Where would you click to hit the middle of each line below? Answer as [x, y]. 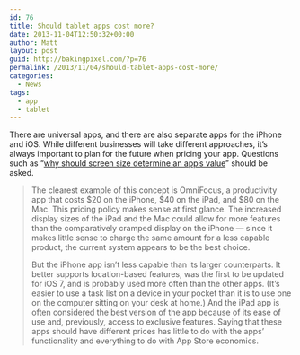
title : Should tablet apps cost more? [82, 26]
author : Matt [34, 43]
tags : [19, 92]
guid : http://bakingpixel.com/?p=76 [78, 59]
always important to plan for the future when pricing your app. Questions [144, 154]
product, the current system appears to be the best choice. [141, 247]
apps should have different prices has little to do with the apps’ [148, 332]
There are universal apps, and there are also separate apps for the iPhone [146, 134]
